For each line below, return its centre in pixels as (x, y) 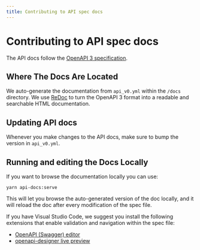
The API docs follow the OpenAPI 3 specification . (67, 58)
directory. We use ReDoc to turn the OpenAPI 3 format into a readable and (98, 97)
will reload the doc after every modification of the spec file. (79, 205)
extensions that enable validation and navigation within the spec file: (90, 223)
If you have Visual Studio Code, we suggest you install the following (90, 217)
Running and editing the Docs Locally (77, 162)
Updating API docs (42, 122)
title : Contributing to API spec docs (54, 12)
